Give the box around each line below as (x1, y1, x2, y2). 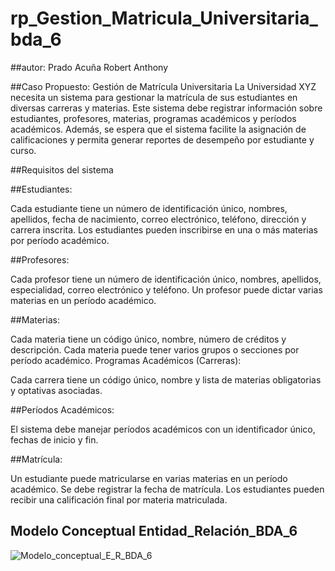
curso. (10, 144, 37, 156)
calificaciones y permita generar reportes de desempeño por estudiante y (10, 133, 315, 146)
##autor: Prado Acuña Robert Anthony (10, 61, 168, 73)
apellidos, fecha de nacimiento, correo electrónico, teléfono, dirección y (10, 213, 307, 225)
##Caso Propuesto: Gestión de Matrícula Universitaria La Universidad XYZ (10, 80, 317, 92)
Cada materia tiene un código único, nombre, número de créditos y (10, 333, 287, 345)
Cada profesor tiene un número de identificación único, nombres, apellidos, (10, 273, 322, 285)
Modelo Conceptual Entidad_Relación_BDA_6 (10, 523, 298, 540)
